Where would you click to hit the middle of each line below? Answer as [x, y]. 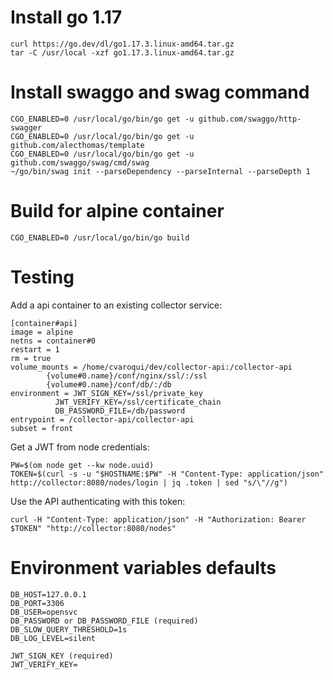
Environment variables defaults [143, 567]
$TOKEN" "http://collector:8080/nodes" [93, 528]
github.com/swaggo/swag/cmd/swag [80, 162]
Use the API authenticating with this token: [98, 501]
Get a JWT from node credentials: [80, 447]
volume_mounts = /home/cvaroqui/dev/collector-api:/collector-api [151, 367]
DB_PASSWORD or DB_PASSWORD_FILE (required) [104, 621]
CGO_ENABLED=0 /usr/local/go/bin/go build [100, 237]
